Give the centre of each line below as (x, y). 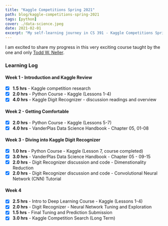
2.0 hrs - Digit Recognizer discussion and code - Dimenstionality (79, 162)
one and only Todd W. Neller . (35, 52)
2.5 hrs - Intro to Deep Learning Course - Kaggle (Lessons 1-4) (77, 201)
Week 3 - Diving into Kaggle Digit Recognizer (53, 140)
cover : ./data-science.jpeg (34, 24)
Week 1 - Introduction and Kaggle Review (49, 77)
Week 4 (13, 190)
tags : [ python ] (21, 19)
